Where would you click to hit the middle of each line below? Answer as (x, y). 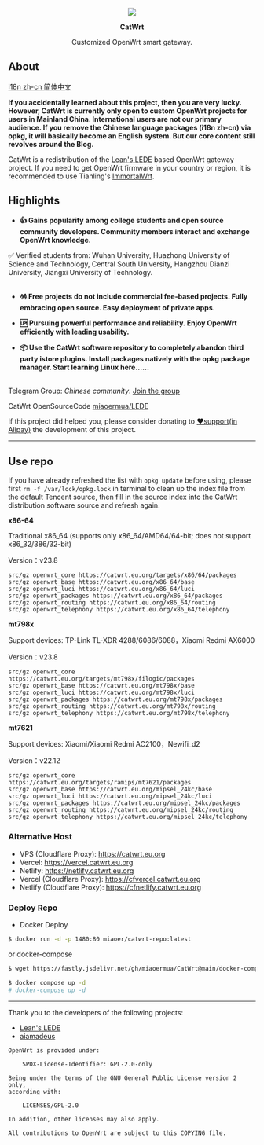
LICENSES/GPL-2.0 (51, 1105)
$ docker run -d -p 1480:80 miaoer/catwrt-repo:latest (100, 939)
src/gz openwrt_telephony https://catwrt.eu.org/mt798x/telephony (119, 714)
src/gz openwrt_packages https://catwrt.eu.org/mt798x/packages (115, 699)
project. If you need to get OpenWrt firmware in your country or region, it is (130, 167)
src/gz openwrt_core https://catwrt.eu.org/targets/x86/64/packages (123, 575)
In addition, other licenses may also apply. (84, 1119)
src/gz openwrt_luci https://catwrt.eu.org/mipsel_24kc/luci (110, 796)
